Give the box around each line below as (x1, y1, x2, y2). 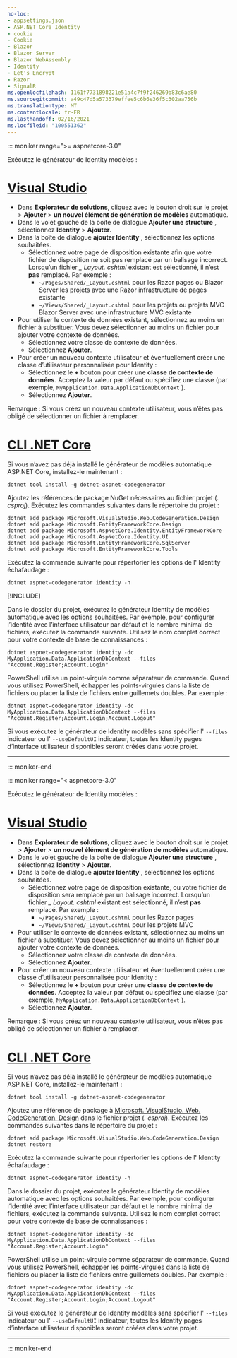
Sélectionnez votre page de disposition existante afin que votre (28, 248, 212, 256)
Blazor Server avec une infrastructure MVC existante (38, 308, 192, 317)
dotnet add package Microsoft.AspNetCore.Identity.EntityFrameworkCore (7, 527, 222, 534)
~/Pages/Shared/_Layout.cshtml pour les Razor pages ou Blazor (38, 278, 224, 287)
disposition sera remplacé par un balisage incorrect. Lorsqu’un (28, 891, 210, 899)
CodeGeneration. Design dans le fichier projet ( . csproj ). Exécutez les (7, 1114, 209, 1122)
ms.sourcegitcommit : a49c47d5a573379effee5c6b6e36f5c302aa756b (7, 96, 197, 103)
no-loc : (7, 10, 30, 18)
